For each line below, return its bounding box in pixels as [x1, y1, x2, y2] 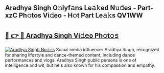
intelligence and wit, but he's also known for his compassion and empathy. [5, 62, 156, 68]
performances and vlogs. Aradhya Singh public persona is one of [5, 58, 137, 63]
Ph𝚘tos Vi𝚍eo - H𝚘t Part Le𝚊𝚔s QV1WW [19, 12, 143, 20]
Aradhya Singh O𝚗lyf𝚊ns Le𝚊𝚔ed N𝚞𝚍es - [5, 4, 136, 12]
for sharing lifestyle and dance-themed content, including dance [5, 52, 135, 58]
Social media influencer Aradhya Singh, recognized [56, 47, 160, 52]
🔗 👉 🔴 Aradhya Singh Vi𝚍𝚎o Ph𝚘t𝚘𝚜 [5, 31, 119, 40]
